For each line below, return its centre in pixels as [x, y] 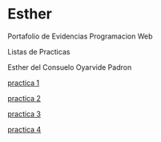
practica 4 [24, 129]
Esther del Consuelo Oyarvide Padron [70, 67]
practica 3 [24, 114]
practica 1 [24, 83]
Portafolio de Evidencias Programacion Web [80, 36]
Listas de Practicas [39, 51]
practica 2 [24, 98]
